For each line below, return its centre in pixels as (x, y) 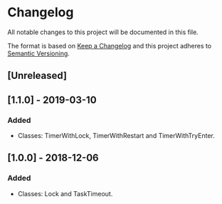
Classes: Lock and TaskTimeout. (65, 193)
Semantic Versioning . (38, 53)
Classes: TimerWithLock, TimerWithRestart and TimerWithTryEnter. (116, 136)
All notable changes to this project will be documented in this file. (103, 32)
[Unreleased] (37, 76)
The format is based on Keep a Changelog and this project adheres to (110, 45)
